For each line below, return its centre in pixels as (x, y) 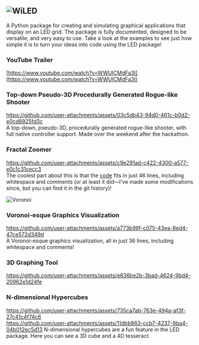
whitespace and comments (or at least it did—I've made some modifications (100, 181)
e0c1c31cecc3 (24, 169)
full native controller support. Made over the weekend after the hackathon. (98, 134)
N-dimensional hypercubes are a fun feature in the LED (112, 329)
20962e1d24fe (24, 282)
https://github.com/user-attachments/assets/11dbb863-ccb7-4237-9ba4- (97, 323)
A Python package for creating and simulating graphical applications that (96, 25)
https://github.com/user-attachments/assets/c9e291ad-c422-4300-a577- (98, 162)
